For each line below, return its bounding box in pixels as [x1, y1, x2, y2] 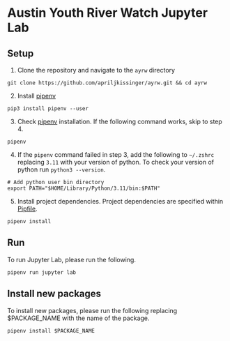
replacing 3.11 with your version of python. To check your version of [17, 158, 215, 166]
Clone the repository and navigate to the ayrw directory [17, 66, 176, 74]
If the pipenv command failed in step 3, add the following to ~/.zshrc [17, 151, 215, 158]
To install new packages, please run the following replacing [7, 306, 178, 315]
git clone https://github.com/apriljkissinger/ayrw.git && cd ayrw [7, 79, 208, 86]
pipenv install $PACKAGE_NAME [7, 327, 95, 334]
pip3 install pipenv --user [7, 105, 89, 112]
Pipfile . [17, 204, 38, 213]
